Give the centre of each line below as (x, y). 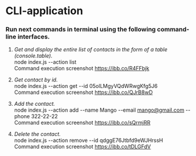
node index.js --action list (45, 62)
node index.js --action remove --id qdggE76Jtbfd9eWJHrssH (89, 141)
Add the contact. (35, 104)
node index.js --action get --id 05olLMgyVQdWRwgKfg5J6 (86, 86)
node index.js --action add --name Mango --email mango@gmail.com (99, 110)
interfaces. (34, 37)
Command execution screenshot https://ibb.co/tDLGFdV (82, 147)
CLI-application (44, 11)
